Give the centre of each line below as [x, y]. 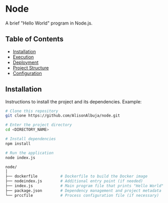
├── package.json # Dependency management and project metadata [83, 190]
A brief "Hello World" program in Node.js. [49, 23]
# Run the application [29, 153]
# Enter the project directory [39, 125]
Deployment [26, 62]
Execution [23, 57]
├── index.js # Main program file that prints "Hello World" [85, 186]
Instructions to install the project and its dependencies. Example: [73, 101]
